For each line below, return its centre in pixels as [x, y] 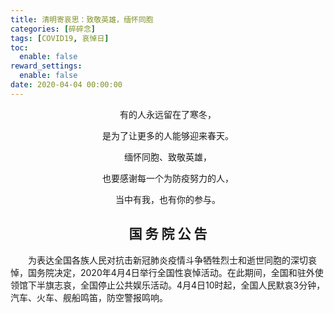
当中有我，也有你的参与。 [168, 199]
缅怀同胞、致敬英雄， [168, 157]
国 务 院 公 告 [168, 234]
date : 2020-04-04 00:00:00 [66, 85]
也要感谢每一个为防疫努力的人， [168, 178]
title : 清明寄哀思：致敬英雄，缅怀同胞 [82, 19]
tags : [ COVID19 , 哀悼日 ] [60, 38]
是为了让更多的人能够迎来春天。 [168, 135]
